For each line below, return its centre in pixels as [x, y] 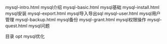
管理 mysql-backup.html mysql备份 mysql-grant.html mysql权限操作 [76, 20]
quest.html [16, 26]
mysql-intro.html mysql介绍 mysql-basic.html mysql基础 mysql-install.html [82, 7]
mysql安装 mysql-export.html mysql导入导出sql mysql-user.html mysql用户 [83, 13]
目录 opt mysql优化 [25, 36]
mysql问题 [39, 26]
